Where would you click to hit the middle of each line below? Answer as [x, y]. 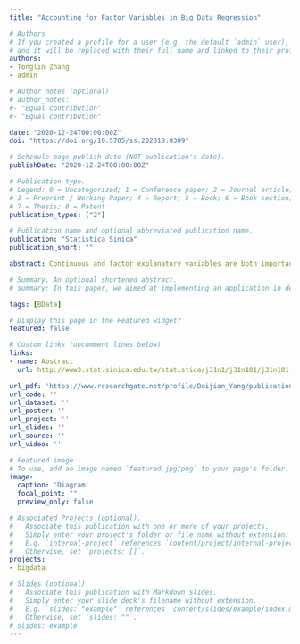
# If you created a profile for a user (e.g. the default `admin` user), [150, 42]
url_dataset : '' [39, 402]
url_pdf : [25, 386]
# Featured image [42, 460]
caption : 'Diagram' [54, 485]
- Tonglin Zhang [39, 67]
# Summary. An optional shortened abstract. [93, 280]
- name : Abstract [42, 361]
